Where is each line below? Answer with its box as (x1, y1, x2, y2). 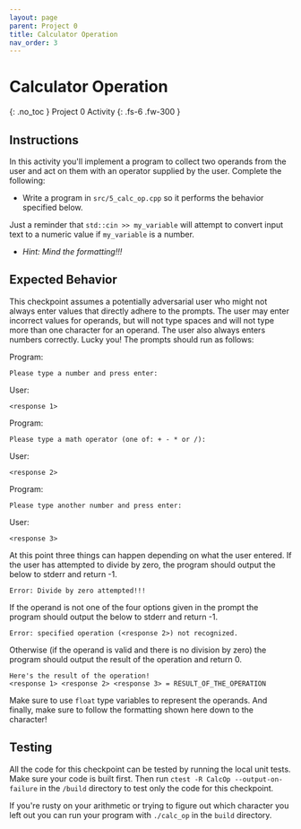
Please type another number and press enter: (9, 501, 182, 510)
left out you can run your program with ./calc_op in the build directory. (9, 809, 272, 820)
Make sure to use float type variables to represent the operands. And (9, 695, 268, 705)
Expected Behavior (9, 272, 118, 288)
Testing (9, 740, 53, 756)
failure (9, 784, 39, 793)
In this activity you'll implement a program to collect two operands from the (9, 156, 287, 167)
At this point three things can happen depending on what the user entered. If (9, 549, 293, 560)
